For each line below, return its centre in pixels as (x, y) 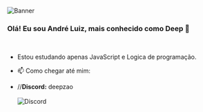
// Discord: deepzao (45, 87)
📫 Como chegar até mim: (54, 71)
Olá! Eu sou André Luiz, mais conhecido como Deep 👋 (98, 28)
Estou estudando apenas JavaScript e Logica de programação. (107, 57)
